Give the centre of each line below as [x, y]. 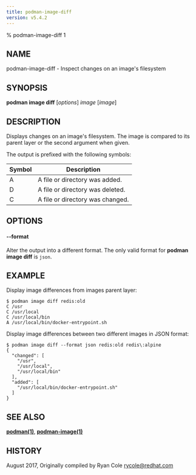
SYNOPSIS [27, 88]
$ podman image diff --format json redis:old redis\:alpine [84, 345]
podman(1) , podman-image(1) [45, 432]
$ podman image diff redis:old [46, 302]
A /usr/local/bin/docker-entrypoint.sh [57, 323]
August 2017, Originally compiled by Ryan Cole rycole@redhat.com [90, 465]
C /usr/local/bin [28, 317]
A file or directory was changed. [83, 199]
